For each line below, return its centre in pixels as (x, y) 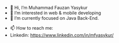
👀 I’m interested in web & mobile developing (55, 13)
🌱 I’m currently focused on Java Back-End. (54, 18)
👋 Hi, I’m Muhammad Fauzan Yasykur (49, 8)
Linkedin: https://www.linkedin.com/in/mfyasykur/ (62, 35)
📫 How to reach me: (32, 28)
